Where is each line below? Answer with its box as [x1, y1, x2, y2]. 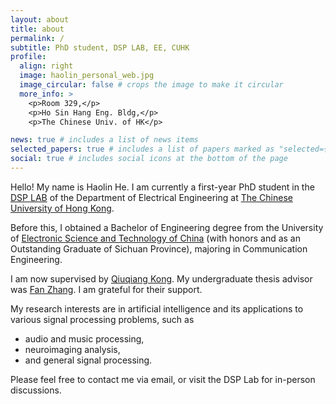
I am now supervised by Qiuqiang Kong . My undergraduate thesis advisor [10, 272, 313, 285]
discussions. [10, 384, 62, 396]
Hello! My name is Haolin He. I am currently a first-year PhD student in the [10, 181, 315, 193]
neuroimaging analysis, [24, 343, 121, 355]
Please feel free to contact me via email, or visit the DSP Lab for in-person [10, 373, 316, 385]
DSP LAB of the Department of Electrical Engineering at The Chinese [10, 191, 293, 203]
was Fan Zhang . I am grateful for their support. [10, 283, 203, 295]
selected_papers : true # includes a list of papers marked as [10, 144, 275, 155]
